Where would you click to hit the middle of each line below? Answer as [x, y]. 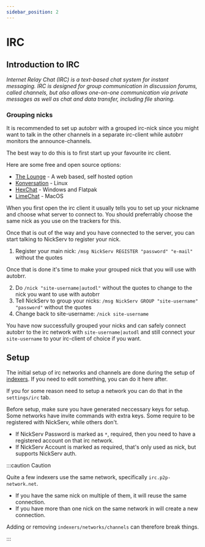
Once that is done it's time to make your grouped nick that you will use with [101, 269]
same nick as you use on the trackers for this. [64, 221]
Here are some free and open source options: [64, 164]
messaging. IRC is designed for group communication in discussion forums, [102, 86]
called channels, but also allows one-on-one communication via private [97, 92]
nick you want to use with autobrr [57, 294]
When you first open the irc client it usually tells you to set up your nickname [103, 208]
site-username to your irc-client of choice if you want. [74, 338]
